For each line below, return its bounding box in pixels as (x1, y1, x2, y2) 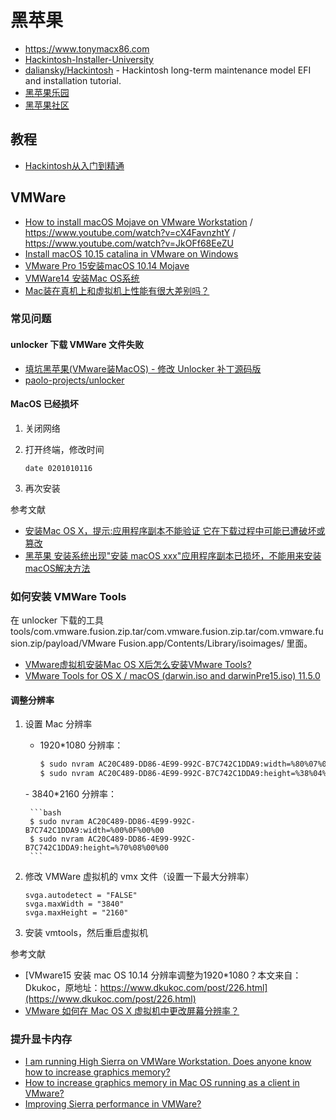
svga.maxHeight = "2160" (24, 908, 129, 918)
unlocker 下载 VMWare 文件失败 (10, 339, 144, 351)
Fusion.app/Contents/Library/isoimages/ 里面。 (118, 637, 313, 650)
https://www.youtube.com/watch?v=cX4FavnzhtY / (24, 226, 237, 238)
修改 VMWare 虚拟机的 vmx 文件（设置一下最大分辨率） (24, 871, 255, 883)
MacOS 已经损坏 (10, 398, 79, 410)
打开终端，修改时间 (24, 443, 105, 455)
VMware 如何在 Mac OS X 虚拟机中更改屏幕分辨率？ (24, 1005, 240, 1017)
